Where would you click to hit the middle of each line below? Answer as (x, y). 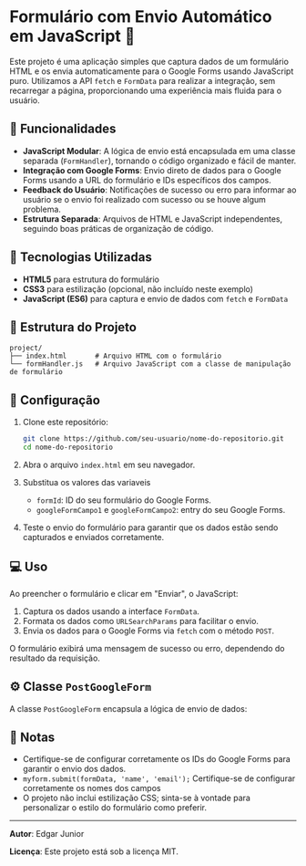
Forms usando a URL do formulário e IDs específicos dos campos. (147, 180)
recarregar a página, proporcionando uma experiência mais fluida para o (146, 90)
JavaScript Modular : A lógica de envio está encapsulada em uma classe (159, 151)
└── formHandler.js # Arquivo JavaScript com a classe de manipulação (150, 364)
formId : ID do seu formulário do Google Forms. (124, 500)
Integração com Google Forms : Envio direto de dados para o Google (152, 170)
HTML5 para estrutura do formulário (91, 279)
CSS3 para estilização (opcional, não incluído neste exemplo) (138, 288)
